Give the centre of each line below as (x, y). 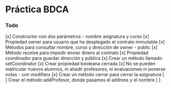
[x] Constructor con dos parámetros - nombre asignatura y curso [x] (77, 36)
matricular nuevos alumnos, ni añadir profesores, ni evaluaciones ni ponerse (86, 69)
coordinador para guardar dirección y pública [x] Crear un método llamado (84, 58)
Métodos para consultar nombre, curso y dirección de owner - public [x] (81, 48)
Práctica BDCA (37, 9)
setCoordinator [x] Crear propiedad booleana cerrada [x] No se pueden (80, 64)
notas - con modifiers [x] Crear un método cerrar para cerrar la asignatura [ (85, 75)
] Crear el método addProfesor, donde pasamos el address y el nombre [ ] (83, 80)
